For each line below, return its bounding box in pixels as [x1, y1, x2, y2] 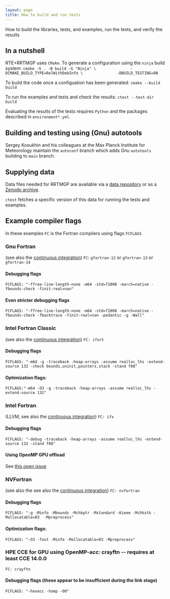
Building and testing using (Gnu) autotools [5, 128, 143, 137]
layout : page [5, 7, 33, 13]
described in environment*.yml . [5, 114, 71, 120]
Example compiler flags [5, 217, 81, 225]
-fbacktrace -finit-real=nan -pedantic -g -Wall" [37, 313, 145, 318]
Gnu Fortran [5, 243, 36, 250]
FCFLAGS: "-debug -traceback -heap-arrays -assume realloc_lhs [5, 436, 143, 441]
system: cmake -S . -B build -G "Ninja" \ [5, 65, 96, 71]
